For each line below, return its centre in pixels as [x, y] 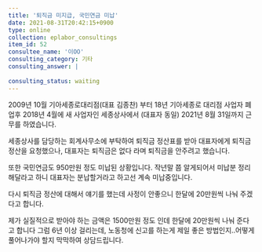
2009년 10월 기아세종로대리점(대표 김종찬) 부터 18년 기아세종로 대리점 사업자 [126, 104]
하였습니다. [40, 124]
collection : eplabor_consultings [63, 37]
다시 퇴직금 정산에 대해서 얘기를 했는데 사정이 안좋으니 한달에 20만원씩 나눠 [123, 194]
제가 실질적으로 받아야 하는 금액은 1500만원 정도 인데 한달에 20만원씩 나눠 [122, 220]
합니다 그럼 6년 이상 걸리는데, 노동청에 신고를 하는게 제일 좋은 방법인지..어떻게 [135, 230]
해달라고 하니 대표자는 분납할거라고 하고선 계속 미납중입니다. [100, 177]
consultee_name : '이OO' [46, 52]
